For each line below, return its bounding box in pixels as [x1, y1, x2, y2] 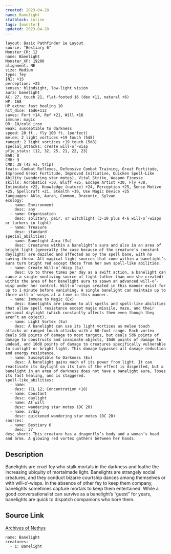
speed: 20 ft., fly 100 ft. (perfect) [5, 130, 88, 136]
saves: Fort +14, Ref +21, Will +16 [5, 112, 83, 118]
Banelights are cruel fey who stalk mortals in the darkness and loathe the [5, 463, 159, 470]
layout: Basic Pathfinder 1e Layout [5, 41, 83, 46]
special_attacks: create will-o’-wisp [5, 144, 88, 149]
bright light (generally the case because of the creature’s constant [5, 247, 159, 253]
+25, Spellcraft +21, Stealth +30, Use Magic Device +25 [5, 189, 130, 194]
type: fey [5, 72, 27, 78]
